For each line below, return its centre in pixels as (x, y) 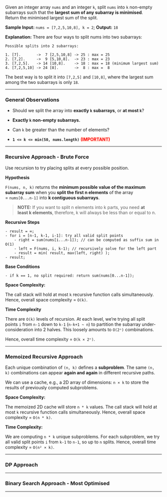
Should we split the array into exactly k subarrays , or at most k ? (78, 111)
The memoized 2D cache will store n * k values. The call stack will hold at (81, 407)
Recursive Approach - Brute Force (47, 157)
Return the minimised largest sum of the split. (52, 18)
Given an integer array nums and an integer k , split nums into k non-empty (79, 7)
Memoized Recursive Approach (44, 356)
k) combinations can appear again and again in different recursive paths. (80, 372)
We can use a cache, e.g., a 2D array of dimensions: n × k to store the (77, 382)
